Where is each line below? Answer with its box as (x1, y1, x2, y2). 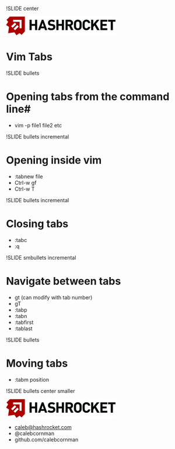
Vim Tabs (6, 50, 52, 64)
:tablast (14, 324, 33, 332)
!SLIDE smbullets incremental (6, 254, 76, 261)
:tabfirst (14, 319, 34, 326)
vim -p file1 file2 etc (14, 122, 62, 129)
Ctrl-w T (14, 185, 35, 192)
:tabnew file (14, 172, 43, 180)
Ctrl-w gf (14, 179, 37, 186)
